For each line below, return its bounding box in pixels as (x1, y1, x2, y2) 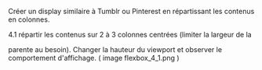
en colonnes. (8, 15, 50, 24)
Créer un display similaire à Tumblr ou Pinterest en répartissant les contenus (8, 7, 255, 16)
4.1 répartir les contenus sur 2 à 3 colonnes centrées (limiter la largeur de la (8, 30, 253, 39)
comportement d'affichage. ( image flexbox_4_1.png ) (8, 54, 180, 62)
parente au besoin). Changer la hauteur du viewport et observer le (8, 45, 222, 54)
